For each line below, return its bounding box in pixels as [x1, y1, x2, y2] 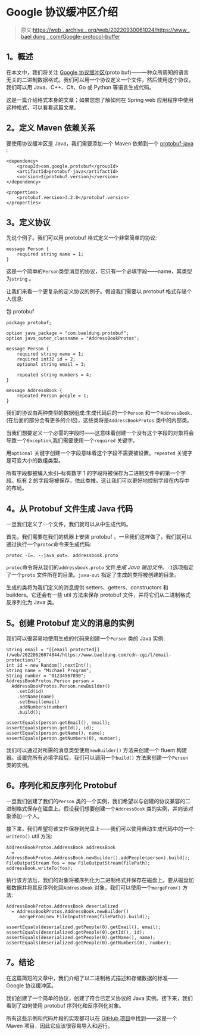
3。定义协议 [6, 217, 51, 227]
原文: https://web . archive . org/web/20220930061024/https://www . [20, 26, 190, 33]
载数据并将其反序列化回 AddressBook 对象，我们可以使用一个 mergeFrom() [6, 884, 182, 891]
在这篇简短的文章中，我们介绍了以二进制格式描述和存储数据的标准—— [6, 974, 179, 981]
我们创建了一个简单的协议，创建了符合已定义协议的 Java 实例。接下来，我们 [6, 994, 193, 1002]
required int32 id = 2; [17, 356, 76, 362]
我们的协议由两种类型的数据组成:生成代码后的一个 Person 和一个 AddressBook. [6, 409, 193, 417]
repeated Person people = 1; [17, 393, 89, 399]
